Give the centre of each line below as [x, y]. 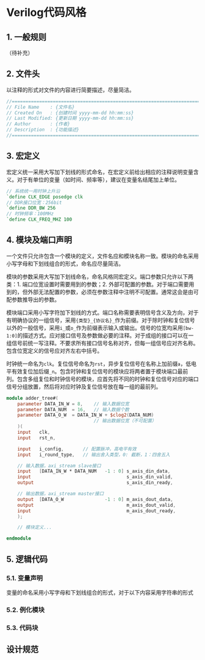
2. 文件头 [23, 74]
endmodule [19, 538]
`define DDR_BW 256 [31, 208]
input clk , [34, 432]
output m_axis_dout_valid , [96, 505]
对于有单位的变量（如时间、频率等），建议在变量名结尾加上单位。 [98, 179]
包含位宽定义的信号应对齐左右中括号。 [54, 350]
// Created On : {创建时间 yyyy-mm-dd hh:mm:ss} [70, 113]
